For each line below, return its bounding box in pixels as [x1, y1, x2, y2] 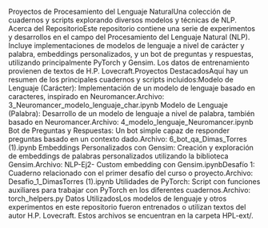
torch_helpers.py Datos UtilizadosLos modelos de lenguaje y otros [8, 194, 227, 203]
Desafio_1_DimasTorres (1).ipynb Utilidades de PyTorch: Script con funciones [8, 177, 261, 186]
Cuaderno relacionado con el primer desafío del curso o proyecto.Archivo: [8, 168, 254, 178]
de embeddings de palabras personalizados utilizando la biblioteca [8, 151, 229, 161]
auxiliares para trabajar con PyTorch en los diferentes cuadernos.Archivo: [8, 186, 250, 194]
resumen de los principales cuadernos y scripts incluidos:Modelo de [8, 75, 234, 84]
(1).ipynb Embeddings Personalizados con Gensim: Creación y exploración [8, 143, 254, 152]
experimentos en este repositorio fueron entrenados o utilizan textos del [8, 202, 246, 211]
